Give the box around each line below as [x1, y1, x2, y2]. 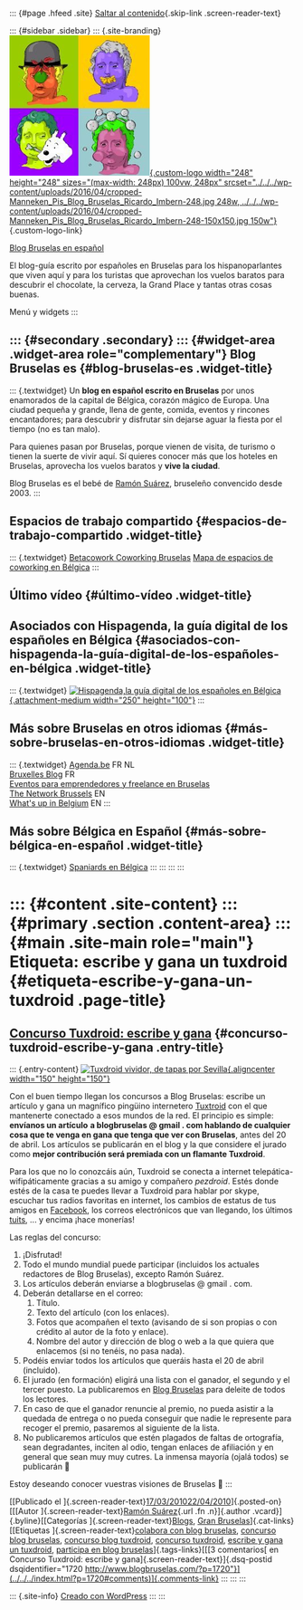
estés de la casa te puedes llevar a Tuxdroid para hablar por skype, [9, 1185, 260, 1196]
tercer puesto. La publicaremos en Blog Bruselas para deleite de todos [22, 1385, 286, 1395]
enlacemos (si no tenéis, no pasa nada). [35, 1346, 185, 1356]
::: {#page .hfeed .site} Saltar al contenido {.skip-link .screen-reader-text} [9, 8, 281, 18]
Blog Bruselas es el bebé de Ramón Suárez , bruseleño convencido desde [9, 477, 283, 488]
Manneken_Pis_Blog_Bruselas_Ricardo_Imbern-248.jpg [9, 196, 215, 206]
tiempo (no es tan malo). [9, 423, 101, 434]
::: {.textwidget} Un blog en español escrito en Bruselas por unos [9, 385, 255, 396]
